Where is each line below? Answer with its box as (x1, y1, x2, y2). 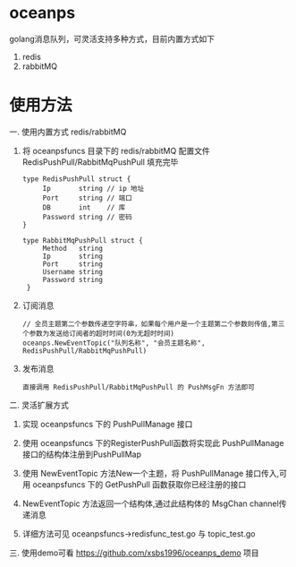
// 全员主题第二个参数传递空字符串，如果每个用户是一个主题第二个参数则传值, (21, 319, 272, 329)
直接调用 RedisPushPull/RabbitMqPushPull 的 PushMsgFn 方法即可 (21, 382, 255, 391)
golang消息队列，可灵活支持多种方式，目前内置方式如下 (9, 33, 216, 44)
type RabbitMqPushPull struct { (21, 236, 143, 245)
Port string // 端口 (42, 193, 132, 202)
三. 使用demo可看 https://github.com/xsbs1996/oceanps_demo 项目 (9, 547, 259, 558)
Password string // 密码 (42, 212, 132, 221)
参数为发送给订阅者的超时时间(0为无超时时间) (29, 329, 174, 338)
